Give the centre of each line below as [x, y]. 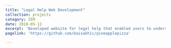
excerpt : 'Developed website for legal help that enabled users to [78, 29]
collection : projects [28, 15]
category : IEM [20, 19]
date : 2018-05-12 [24, 24]
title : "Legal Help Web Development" [45, 10]
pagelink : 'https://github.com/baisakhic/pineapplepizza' [68, 33]
